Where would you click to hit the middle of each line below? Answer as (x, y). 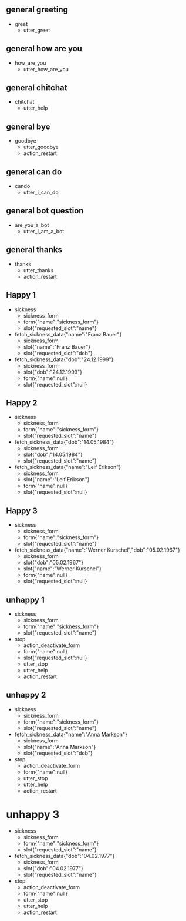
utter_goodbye (41, 147)
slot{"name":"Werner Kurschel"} (62, 569)
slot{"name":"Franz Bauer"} (57, 346)
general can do (34, 172)
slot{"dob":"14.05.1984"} (53, 455)
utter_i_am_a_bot (44, 231)
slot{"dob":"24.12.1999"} (53, 372)
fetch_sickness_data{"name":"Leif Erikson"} (68, 467)
